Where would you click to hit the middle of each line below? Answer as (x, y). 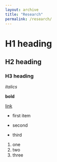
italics (11, 87)
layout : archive (22, 10)
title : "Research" (24, 14)
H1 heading (28, 43)
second (20, 125)
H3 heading (19, 76)
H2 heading (24, 62)
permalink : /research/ (28, 19)
